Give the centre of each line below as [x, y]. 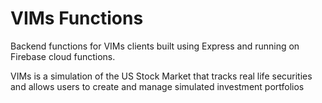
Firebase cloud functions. [63, 56]
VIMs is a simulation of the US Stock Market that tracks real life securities [161, 76]
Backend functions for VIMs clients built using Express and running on [155, 46]
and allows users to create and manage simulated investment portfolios [157, 86]
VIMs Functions [77, 18]
